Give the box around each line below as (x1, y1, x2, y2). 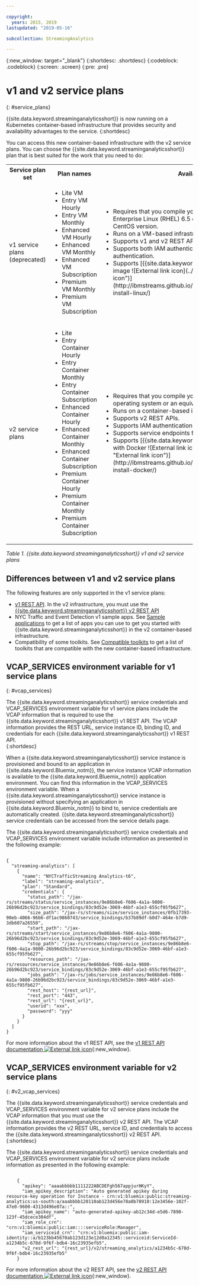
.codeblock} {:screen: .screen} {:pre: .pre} (6, 63, 109, 71)
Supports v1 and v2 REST (113, 237, 185, 245)
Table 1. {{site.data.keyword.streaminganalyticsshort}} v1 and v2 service (6, 550, 185, 557)
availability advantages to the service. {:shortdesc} (6, 128, 130, 135)
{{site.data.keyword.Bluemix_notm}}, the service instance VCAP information (6, 766, 191, 773)
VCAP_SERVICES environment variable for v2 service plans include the (6, 1105, 179, 1113)
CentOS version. (113, 222, 159, 231)
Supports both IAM (113, 244, 166, 252)
